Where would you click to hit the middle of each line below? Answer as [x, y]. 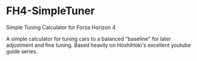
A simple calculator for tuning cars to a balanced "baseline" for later [88, 38]
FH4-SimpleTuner [51, 11]
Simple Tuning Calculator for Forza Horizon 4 [61, 27]
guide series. [22, 51]
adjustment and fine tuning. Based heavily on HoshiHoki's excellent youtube [98, 45]
